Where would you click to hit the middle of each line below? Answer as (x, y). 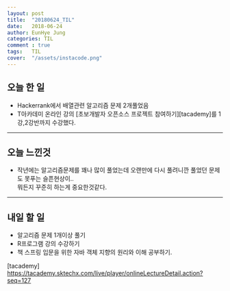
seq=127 (19, 281)
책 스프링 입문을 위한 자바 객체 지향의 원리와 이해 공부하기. (94, 252)
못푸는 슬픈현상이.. (49, 179)
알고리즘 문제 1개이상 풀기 (51, 235)
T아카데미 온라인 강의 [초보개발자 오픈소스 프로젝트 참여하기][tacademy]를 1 (119, 114)
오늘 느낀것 (29, 152)
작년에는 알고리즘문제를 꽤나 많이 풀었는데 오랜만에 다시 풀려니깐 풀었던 (112, 170)
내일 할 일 (26, 217)
